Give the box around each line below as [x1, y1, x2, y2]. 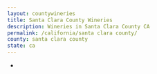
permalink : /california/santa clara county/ [7, 29, 138, 37]
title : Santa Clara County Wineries [7, 17, 113, 24]
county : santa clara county [7, 36, 89, 43]
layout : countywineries [7, 10, 76, 17]
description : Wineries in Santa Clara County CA [7, 23, 150, 30]
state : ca [7, 42, 36, 49]
